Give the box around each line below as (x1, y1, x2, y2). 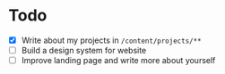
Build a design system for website (21, 45, 147, 55)
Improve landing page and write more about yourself (21, 55, 216, 66)
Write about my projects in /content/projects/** (21, 35, 203, 45)
